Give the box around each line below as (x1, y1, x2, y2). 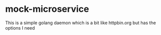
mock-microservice (5, 3, 90, 15)
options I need (5, 25, 35, 31)
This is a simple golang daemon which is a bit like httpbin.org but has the (5, 20, 156, 26)
